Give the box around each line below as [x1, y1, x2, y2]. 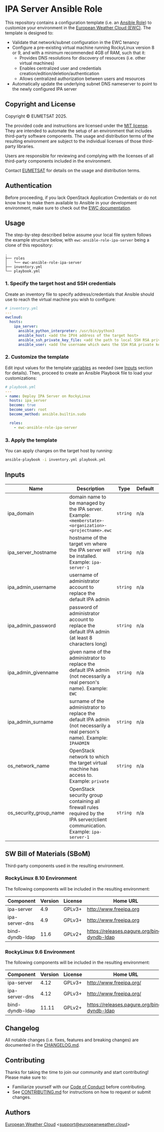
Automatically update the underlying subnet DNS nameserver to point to [12, 81, 158, 86]
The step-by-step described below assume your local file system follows [5, 232, 152, 238]
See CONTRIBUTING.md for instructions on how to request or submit [12, 1089, 151, 1095]
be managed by [69, 499, 105, 506]
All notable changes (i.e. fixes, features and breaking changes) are [5, 1037, 139, 1043]
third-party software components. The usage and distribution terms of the [5, 133, 154, 139]
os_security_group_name [7, 809, 65, 816]
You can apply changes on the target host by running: [5, 448, 113, 454]
